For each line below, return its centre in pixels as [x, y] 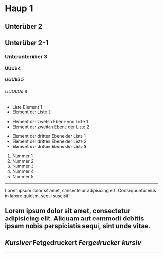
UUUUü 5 [15, 80]
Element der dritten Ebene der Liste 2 [49, 141]
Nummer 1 [22, 156]
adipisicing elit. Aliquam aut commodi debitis [74, 219]
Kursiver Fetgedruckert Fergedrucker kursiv [73, 243]
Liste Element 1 [27, 107]
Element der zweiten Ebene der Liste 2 [51, 127]
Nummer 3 [23, 166]
